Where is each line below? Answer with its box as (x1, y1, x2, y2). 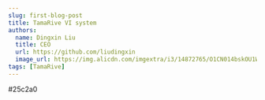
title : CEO (15, 41, 51, 49)
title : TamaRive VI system (8, 19, 97, 27)
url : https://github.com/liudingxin (15, 48, 136, 56)
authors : (8, 26, 37, 34)
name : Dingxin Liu (15, 33, 77, 42)
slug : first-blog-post (8, 11, 83, 20)
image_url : (15, 56, 51, 64)
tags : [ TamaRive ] (8, 63, 65, 71)
